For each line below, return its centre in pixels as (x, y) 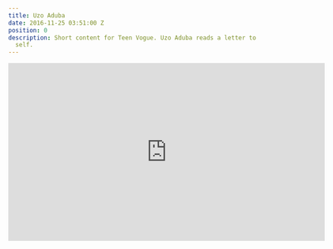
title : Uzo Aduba (37, 15)
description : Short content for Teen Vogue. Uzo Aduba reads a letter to (132, 38)
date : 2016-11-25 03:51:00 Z (56, 23)
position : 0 (28, 30)
